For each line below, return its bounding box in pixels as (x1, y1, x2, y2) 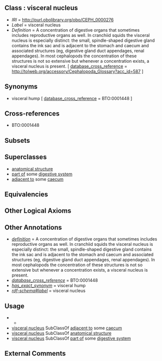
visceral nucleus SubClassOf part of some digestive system (11, 335, 131, 342)
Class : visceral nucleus (4, 4, 78, 12)
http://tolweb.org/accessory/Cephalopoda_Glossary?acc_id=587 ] (11, 68, 144, 74)
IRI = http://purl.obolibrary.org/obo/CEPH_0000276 (11, 17, 114, 22)
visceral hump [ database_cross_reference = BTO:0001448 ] (11, 95, 132, 101)
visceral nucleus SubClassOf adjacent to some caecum (11, 325, 122, 331)
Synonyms (4, 83, 38, 91)
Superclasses (4, 153, 47, 161)
